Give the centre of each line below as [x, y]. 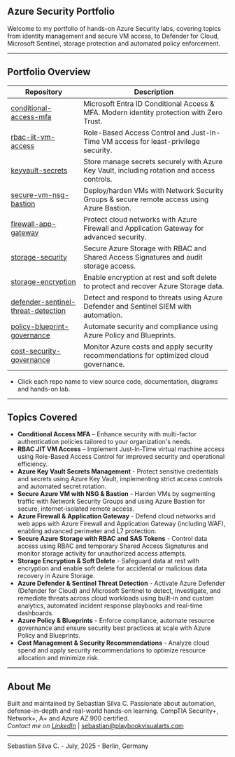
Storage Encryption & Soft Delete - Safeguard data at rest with [108, 561]
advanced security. [115, 236]
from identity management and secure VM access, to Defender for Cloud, [113, 36]
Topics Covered [42, 418]
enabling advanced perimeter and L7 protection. [87, 531]
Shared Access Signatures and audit [143, 257]
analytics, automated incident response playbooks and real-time [110, 605]
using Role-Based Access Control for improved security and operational [121, 457]
